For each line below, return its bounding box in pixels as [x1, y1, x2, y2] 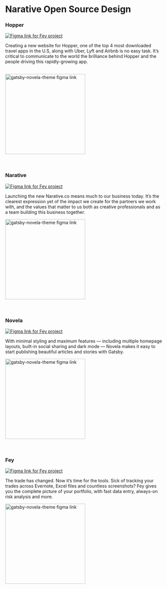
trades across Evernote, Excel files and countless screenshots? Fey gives [5, 483, 157, 489]
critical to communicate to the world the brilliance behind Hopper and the [5, 53, 156, 59]
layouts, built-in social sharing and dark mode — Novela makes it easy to [5, 344, 155, 350]
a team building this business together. [5, 209, 85, 215]
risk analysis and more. [5, 494, 53, 500]
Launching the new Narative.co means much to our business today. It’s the [5, 193, 159, 199]
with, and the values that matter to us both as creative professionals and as [5, 204, 160, 210]
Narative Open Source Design [5, 4, 131, 15]
